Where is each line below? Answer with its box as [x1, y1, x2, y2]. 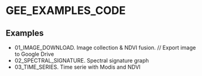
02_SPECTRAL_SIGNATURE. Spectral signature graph [14, 57, 149, 64]
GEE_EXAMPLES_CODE [5, 4, 126, 18]
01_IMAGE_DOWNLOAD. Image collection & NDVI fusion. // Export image [14, 44, 196, 51]
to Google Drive [14, 50, 54, 58]
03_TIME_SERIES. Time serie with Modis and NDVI [14, 63, 141, 71]
